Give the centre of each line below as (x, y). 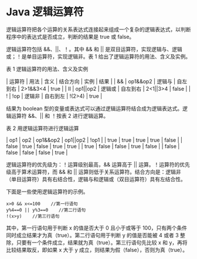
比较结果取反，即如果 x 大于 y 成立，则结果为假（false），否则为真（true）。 (97, 250)
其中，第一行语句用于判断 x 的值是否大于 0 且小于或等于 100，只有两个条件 (97, 228)
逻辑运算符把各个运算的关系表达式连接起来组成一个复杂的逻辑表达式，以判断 (98, 29)
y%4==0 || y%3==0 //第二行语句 (46, 210)
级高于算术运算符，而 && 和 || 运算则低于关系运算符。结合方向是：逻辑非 (94, 172)
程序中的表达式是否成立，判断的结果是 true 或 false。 (70, 36)
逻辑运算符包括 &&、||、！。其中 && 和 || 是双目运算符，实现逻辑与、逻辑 (94, 49)
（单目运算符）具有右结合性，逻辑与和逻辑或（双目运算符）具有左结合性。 (96, 179)
